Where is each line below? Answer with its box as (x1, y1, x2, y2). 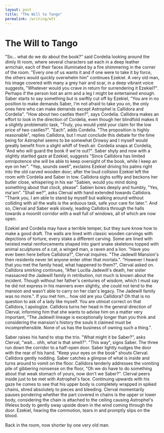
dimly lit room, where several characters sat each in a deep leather (5, 59, 140, 65)
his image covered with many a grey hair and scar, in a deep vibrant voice (5, 80, 154, 86)
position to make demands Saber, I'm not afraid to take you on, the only (5, 101, 149, 107)
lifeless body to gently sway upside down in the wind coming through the (5, 402, 153, 408)
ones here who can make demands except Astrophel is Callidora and (5, 106, 144, 112)
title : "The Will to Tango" (5, 12, 63, 17)
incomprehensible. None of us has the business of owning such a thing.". (5, 325, 152, 331)
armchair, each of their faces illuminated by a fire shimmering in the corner (5, 64, 156, 70)
